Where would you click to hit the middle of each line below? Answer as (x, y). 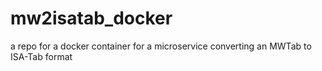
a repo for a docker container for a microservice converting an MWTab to (161, 46)
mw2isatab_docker (91, 18)
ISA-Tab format (41, 56)
